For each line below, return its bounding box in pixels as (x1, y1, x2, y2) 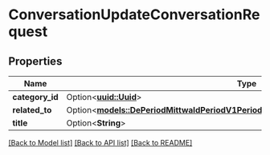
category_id (12, 92, 59, 102)
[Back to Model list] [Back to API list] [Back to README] (8, 138, 193, 147)
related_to (12, 105, 52, 115)
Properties (8, 54, 63, 68)
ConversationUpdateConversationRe (8, 6, 260, 24)
